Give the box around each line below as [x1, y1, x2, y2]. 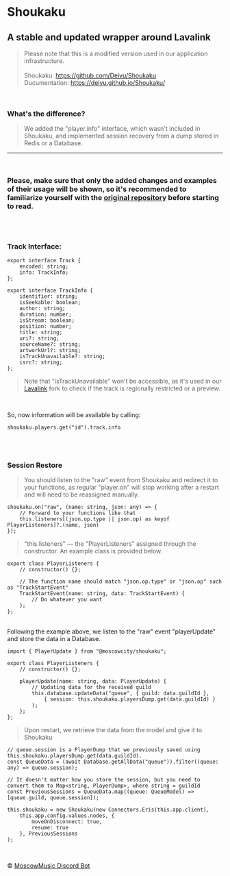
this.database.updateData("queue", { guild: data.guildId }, [31, 690, 210, 697]
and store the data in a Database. [7, 635, 101, 643]
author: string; [19, 305, 66, 312]
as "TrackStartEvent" [7, 584, 69, 591]
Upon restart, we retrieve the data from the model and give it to [23, 726, 203, 734]
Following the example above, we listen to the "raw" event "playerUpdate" [7, 627, 216, 636]
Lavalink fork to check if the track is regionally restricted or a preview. [23, 384, 221, 392]
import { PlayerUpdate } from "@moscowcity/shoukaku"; [7, 648, 167, 655]
